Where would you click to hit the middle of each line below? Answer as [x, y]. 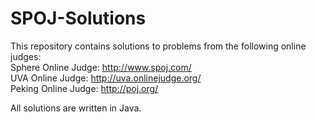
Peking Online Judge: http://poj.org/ [84, 88]
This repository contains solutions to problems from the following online [158, 46]
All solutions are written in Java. [76, 108]
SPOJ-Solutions [78, 18]
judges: [26, 56]
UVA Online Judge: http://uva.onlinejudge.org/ [106, 78]
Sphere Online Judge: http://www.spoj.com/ [101, 67]
